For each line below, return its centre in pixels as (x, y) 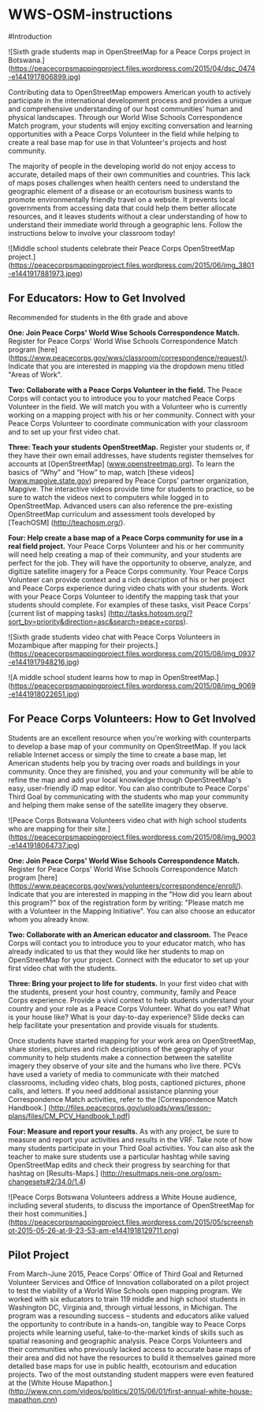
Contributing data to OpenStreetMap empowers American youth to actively (130, 92)
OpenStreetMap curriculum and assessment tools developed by (112, 514)
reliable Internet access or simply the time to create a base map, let (117, 754)
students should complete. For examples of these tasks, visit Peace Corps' (129, 604)
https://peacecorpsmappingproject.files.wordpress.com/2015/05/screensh (132, 1222)
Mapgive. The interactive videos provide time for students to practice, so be (131, 489)
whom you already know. (48, 919)
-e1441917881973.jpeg (44, 273)
